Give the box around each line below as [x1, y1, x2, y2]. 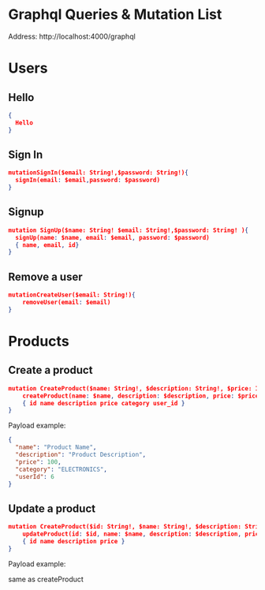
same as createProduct [8, 574, 84, 584]
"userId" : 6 [15, 472, 55, 480]
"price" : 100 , [15, 457, 62, 466]
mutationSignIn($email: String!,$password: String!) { [8, 169, 189, 177]
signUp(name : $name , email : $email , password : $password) [15, 233, 211, 241]
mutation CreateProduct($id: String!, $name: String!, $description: [8, 523, 242, 531]
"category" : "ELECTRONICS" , [15, 465, 108, 473]
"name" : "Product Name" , [15, 443, 97, 451]
